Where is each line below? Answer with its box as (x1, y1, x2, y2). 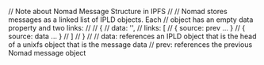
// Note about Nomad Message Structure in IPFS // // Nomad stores (8, 7, 228, 16)
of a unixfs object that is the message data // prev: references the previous (8, 40, 253, 49)
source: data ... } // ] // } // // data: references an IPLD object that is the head (8, 31, 257, 41)
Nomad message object (8, 49, 86, 57)
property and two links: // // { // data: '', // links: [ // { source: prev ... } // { (8, 23, 246, 32)
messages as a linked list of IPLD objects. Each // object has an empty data (8, 15, 254, 24)
